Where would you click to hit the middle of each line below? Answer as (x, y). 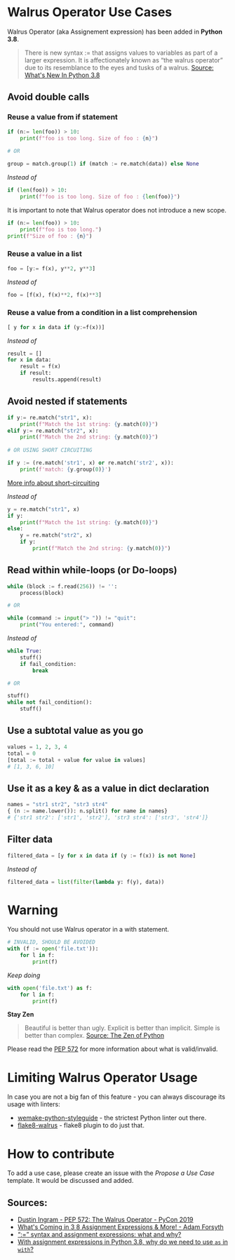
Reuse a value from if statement (62, 117)
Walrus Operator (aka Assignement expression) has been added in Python (115, 32)
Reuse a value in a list (45, 254)
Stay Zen (21, 1014)
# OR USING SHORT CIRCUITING (50, 450)
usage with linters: (34, 1104)
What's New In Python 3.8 (62, 75)
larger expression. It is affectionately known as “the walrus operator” (123, 60)
